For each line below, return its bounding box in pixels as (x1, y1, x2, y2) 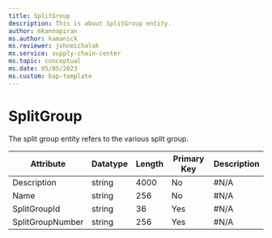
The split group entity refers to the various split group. (8, 134, 189, 143)
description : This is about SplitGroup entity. (8, 19, 172, 28)
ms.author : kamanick (8, 34, 79, 43)
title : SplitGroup (8, 11, 70, 20)
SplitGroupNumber (12, 216, 84, 227)
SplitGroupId (12, 203, 61, 215)
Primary (172, 153, 205, 164)
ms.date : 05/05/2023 (8, 65, 79, 73)
